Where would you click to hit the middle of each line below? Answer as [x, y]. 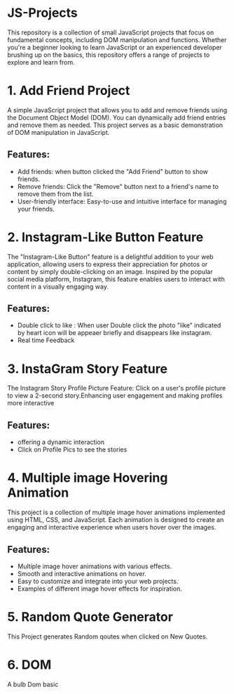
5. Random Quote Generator [90, 617]
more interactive [31, 403]
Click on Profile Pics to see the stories [72, 450]
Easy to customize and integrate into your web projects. [98, 581]
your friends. [36, 209]
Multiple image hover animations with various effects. [95, 566]
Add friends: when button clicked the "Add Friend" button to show [113, 171]
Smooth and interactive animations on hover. [82, 573]
